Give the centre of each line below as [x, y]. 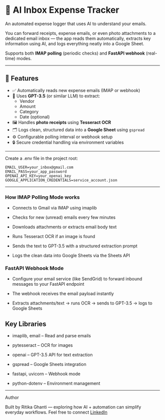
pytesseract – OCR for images [42, 345]
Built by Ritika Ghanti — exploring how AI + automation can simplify [73, 407]
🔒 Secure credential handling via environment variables [68, 142]
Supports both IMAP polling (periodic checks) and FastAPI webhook [75, 53]
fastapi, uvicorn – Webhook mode [46, 374]
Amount [27, 106]
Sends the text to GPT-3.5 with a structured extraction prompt [75, 246]
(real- [151, 53]
